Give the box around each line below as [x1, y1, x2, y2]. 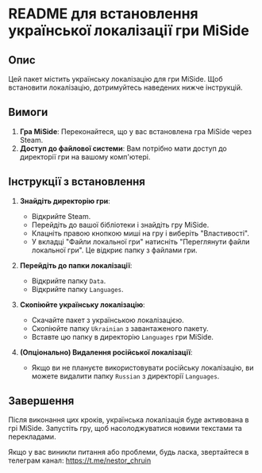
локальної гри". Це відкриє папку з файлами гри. [31, 245, 198, 255]
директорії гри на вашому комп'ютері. [19, 152, 151, 161]
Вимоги [8, 106, 48, 119]
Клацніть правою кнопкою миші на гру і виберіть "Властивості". [31, 228, 250, 238]
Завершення [8, 394, 75, 408]
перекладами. [8, 432, 57, 441]
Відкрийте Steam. [31, 211, 91, 221]
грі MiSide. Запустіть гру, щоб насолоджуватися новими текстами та [8, 424, 242, 433]
